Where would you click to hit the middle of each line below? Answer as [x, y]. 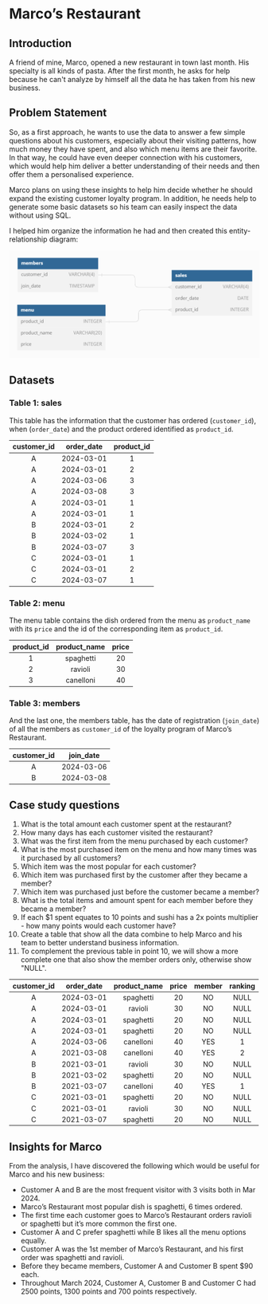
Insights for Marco [56, 1147]
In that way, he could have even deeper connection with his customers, [126, 157]
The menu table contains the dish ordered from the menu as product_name [130, 621]
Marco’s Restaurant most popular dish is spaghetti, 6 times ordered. [132, 1207]
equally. [33, 1241]
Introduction [41, 43]
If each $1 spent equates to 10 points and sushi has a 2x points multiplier [140, 917]
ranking [242, 986]
